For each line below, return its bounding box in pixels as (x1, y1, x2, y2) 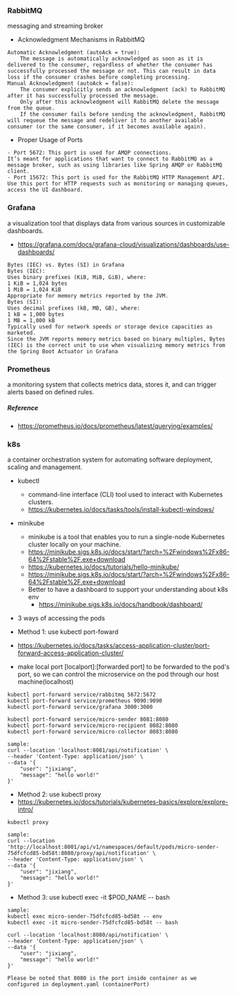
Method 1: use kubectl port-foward (17, 628, 119, 636)
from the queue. (7, 105, 55, 112)
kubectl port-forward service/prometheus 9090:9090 (7, 697, 162, 705)
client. (7, 168, 30, 175)
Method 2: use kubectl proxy (17, 790, 102, 799)
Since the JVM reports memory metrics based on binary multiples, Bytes (7, 335, 226, 343)
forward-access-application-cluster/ (17, 649, 124, 657)
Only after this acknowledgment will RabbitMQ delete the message (20, 98, 219, 106)
